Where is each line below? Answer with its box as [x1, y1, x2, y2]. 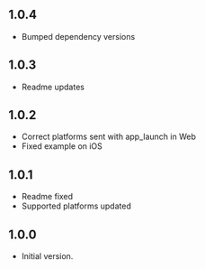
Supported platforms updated [21, 200, 131, 211]
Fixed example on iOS [21, 141, 102, 152]
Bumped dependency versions [21, 31, 136, 42]
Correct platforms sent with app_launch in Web [21, 131, 197, 143]
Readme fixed [21, 191, 74, 202]
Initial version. [21, 251, 74, 262]
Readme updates [21, 81, 85, 92]
